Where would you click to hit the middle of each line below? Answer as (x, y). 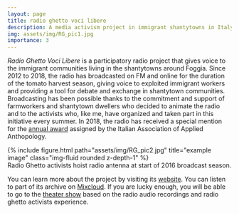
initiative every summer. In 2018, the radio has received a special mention (115, 121)
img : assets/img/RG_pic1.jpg (51, 34)
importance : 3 (28, 41)
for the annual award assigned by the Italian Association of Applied (106, 129)
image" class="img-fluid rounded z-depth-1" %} (78, 158)
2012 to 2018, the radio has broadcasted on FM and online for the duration (116, 76)
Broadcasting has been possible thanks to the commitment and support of (116, 99)
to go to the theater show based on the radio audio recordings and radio (113, 194)
